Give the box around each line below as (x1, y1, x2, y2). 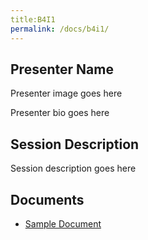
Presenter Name (10, 61, 114, 78)
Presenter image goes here (10, 87, 123, 100)
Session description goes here (10, 162, 137, 175)
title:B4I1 (10, 14, 56, 25)
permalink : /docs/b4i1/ (10, 24, 110, 34)
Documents (10, 191, 85, 208)
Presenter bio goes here (10, 107, 110, 119)
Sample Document (24, 217, 102, 230)
